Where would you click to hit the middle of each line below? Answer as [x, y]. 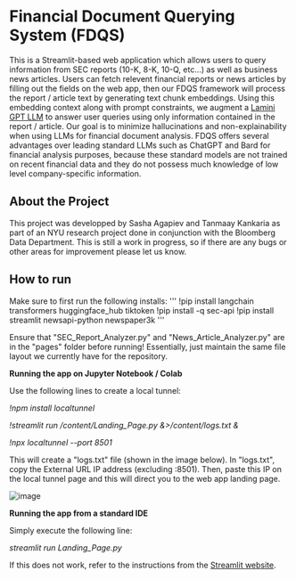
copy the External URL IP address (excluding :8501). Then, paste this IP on [146, 469]
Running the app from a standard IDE [79, 513]
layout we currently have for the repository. [88, 356]
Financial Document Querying [122, 16]
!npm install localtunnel [52, 408]
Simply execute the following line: [71, 530]
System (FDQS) [67, 35]
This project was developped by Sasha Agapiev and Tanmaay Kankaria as [145, 223]
